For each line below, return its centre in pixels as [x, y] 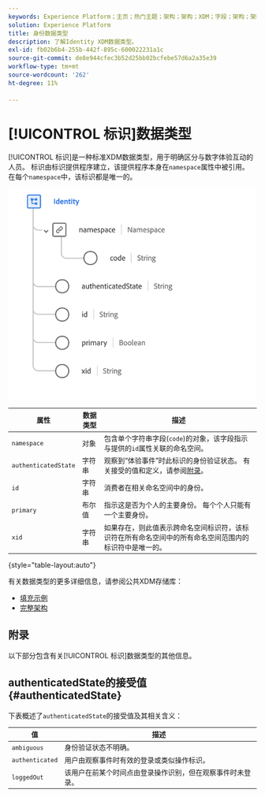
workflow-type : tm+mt [44, 67]
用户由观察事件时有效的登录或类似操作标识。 [137, 760]
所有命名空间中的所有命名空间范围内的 [187, 537]
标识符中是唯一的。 [135, 547]
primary [24, 510]
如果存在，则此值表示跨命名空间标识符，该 [173, 527]
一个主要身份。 [128, 515]
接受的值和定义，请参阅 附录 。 [159, 470]
